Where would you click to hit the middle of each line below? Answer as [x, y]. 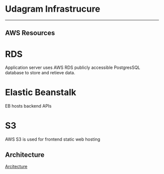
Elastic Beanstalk [41, 93]
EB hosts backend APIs [28, 106]
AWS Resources [30, 33]
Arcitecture [16, 166]
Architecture [25, 155]
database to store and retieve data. [40, 73]
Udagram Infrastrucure [53, 9]
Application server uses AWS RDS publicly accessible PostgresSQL [73, 67]
